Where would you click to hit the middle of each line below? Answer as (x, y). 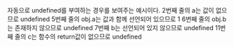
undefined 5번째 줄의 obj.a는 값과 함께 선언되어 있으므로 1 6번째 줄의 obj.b (123, 19)
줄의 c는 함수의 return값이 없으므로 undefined (78, 36)
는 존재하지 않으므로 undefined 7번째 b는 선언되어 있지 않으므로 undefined (111, 28)
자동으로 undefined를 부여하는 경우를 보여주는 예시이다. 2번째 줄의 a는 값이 (111, 10)
